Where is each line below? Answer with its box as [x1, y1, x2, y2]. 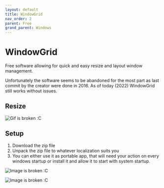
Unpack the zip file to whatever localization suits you [12, 148, 119, 154]
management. [5, 68, 33, 74]
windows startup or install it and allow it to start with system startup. [12, 158, 151, 164]
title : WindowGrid [5, 12, 43, 17]
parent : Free [5, 21, 32, 26]
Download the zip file [12, 142, 55, 148]
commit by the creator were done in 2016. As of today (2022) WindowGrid [5, 83, 155, 89]
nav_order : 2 [5, 16, 32, 21]
